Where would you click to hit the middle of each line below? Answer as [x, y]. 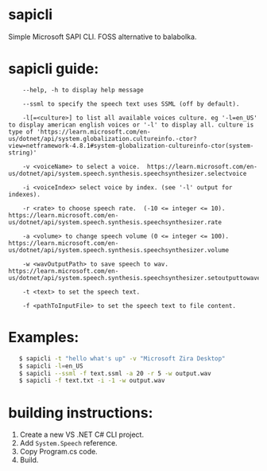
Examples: [44, 338]
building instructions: [81, 413]
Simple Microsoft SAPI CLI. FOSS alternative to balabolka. [103, 37]
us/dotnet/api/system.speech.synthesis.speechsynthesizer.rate [115, 222]
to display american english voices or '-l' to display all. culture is [131, 125]
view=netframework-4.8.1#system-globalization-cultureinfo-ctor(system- [131, 146]
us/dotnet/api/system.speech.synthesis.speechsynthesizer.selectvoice [128, 173]
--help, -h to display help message [83, 90]
